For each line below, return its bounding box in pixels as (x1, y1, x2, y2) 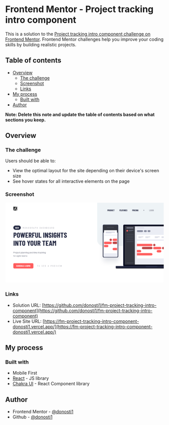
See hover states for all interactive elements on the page (12, 178, 130, 184)
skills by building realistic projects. (5, 41, 76, 47)
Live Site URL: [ (12, 318, 45, 324)
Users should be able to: (5, 158, 56, 164)
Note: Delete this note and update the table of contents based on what (5, 111, 155, 117)
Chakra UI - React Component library (12, 381, 90, 387)
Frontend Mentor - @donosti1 (12, 409, 74, 415)
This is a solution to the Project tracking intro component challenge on (5, 31, 151, 37)
